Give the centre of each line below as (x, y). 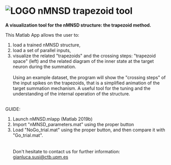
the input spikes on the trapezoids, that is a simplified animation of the (86, 83)
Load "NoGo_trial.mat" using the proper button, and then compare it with (89, 130)
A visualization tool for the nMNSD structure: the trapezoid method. (78, 25)
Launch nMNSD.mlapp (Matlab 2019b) (53, 119)
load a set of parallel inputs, (42, 50)
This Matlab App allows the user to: (42, 35)
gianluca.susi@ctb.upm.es (40, 157)
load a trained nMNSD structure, (47, 45)
